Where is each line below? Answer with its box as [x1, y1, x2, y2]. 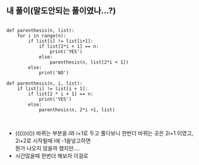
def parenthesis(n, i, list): [6, 80, 83, 86]
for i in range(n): [17, 33, 67, 39]
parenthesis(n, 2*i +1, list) [38, 106, 115, 113]
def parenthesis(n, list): [6, 27, 75, 33]
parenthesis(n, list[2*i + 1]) [49, 59, 129, 65]
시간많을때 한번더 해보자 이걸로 [15, 152, 89, 159]
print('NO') [38, 70, 69, 76]
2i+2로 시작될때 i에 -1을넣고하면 [15, 137, 91, 144]
